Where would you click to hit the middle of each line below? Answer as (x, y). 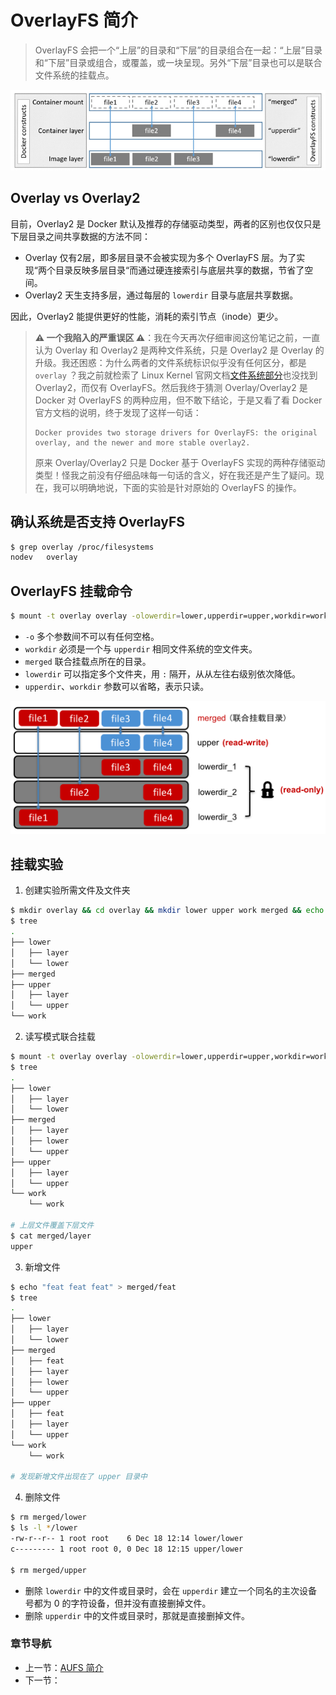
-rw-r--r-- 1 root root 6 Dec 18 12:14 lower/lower (127, 1539)
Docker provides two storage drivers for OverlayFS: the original (176, 432)
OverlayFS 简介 (74, 20)
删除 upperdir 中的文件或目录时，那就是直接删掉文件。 (137, 1615)
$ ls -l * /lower (44, 1528)
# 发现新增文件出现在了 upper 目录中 (79, 1477)
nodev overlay (44, 557)
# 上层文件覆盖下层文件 (52, 1226)
